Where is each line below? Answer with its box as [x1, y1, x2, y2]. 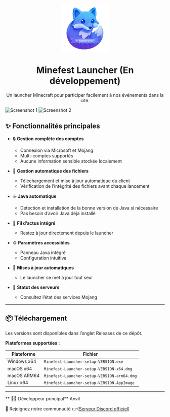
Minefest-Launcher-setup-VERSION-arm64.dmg [44, 373, 137, 379]
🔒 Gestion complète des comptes [12, 136, 84, 142]
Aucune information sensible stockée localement [20, 158, 122, 164]
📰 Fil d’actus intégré [12, 220, 56, 226]
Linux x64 [7, 380, 29, 386]
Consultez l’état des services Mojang [20, 294, 98, 300]
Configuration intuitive [20, 255, 67, 261]
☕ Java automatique [12, 193, 57, 199]
